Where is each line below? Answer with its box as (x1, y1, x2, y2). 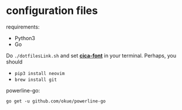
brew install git (14, 77, 57, 83)
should (6, 58, 23, 65)
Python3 (14, 34, 35, 41)
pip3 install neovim (14, 70, 65, 76)
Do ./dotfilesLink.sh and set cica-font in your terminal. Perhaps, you (6, 52, 177, 59)
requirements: (6, 23, 40, 30)
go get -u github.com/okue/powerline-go (6, 98, 107, 104)
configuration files (6, 4, 98, 17)
